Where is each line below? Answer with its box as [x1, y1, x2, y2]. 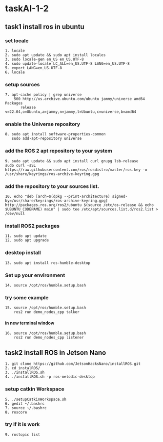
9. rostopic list [5, 432, 41, 437]
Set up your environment [5, 272, 65, 279]
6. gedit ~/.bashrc [5, 401, 45, 406]
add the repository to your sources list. [5, 182, 99, 189]
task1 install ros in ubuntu [5, 23, 84, 31]
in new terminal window [5, 320, 55, 326]
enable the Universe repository [5, 121, 81, 128]
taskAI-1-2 [5, 3, 49, 14]
